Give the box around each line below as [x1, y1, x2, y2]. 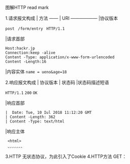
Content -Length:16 [5, 59, 47, 64]
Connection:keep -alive [5, 50, 56, 55]
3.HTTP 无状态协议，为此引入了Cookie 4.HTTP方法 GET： [5, 153, 127, 159]
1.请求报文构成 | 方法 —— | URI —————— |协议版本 [5, 15, 118, 21]
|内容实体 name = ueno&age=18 [5, 69, 67, 74]
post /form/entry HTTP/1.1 [5, 26, 65, 31]
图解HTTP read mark [5, 5, 49, 10]
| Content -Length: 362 [5, 114, 56, 119]
